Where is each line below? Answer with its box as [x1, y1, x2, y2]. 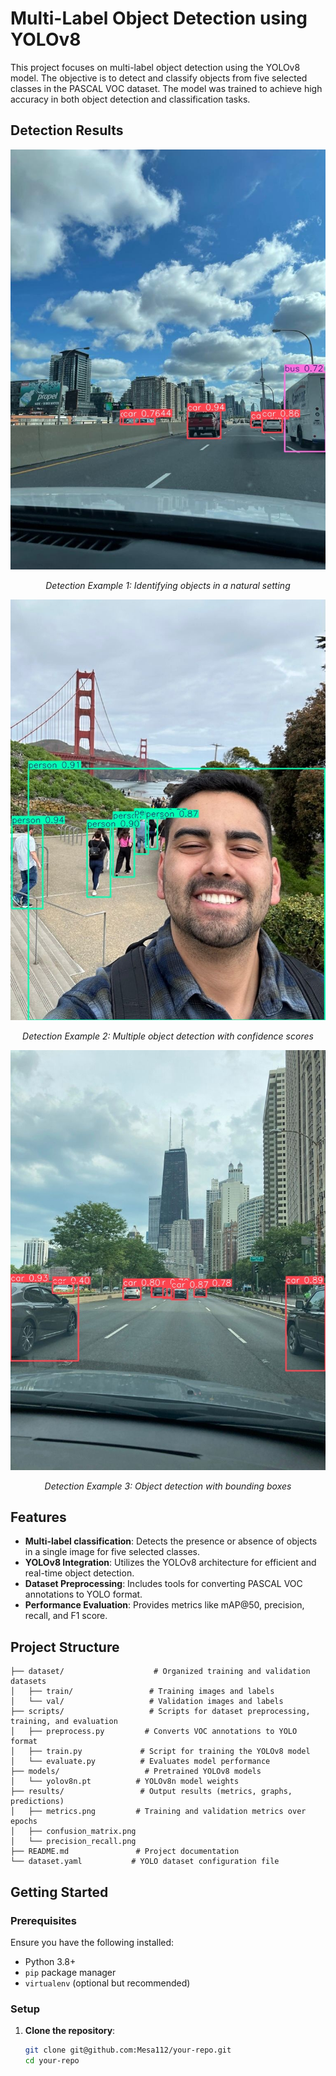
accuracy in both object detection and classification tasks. [10, 93, 251, 105]
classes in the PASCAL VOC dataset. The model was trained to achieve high [10, 82, 323, 94]
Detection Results [10, 122, 124, 139]
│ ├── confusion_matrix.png [10, 1827, 137, 1837]
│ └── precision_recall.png [10, 1837, 137, 1847]
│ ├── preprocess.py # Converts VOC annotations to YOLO [10, 1727, 298, 1737]
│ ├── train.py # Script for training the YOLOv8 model [10, 1747, 311, 1757]
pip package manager [24, 1966, 117, 1978]
